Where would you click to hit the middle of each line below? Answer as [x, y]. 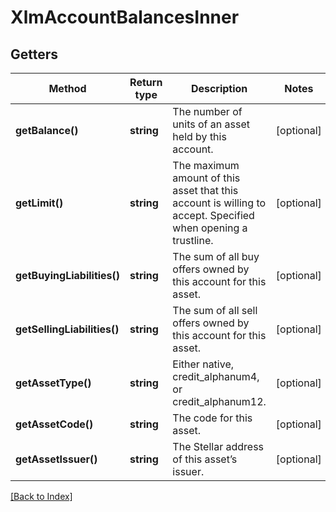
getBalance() [47, 130]
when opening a [210, 228]
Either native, [203, 364]
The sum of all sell [215, 310]
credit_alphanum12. [219, 401]
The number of [207, 111]
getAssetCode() [54, 424]
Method [67, 88]
